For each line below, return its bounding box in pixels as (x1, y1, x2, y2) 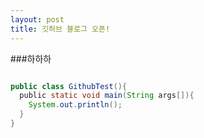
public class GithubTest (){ (10, 81, 128, 91)
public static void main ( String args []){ (19, 91, 195, 101)
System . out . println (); (28, 100, 123, 110)
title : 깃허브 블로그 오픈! (10, 24, 111, 34)
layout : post (10, 14, 65, 25)
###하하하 (10, 52, 52, 65)
